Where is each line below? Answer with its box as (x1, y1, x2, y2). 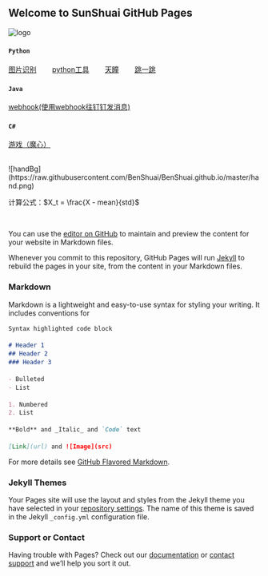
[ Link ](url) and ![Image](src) (8, 443, 113, 451)
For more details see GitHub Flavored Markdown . (8, 457, 170, 467)
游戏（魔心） (8, 140, 50, 149)
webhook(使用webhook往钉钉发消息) (8, 102, 130, 112)
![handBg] (8, 164, 42, 174)
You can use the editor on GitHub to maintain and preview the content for (8, 229, 250, 239)
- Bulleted (8, 375, 45, 383)
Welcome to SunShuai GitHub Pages (8, 6, 194, 20)
